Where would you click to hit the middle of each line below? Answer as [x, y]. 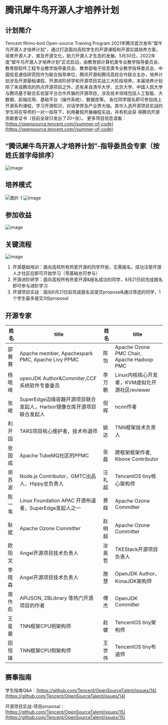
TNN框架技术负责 [135, 427]
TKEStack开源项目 [136, 549]
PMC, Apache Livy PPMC [49, 359]
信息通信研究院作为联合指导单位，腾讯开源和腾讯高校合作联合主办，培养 [84, 74]
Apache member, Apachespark [56, 353]
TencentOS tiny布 [135, 647]
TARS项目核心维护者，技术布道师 [58, 431]
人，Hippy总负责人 [42, 484]
